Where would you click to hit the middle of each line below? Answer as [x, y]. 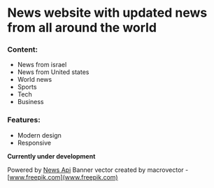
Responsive [34, 143]
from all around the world [82, 28]
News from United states [53, 72]
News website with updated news [107, 13]
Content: [23, 50]
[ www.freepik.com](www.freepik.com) [63, 177]
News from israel [42, 65]
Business [30, 102]
